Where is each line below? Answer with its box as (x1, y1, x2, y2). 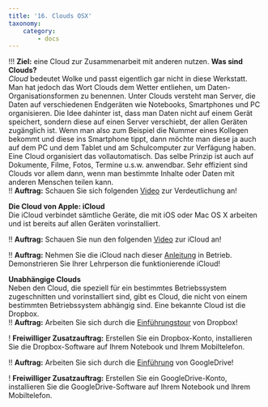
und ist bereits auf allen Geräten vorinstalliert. (8, 219, 160, 229)
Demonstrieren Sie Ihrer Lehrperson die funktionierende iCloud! (8, 259, 221, 268)
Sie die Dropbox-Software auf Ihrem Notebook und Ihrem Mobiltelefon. (8, 342, 245, 352)
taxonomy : (8, 19, 42, 28)
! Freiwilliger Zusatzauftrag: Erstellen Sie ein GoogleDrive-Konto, (8, 374, 228, 383)
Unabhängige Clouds (8, 275, 81, 285)
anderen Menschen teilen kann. (8, 178, 114, 187)
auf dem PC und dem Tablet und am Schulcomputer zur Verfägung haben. (8, 143, 257, 152)
